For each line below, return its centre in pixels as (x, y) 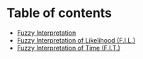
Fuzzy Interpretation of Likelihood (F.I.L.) (76, 40)
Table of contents (59, 13)
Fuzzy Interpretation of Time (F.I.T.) (69, 48)
